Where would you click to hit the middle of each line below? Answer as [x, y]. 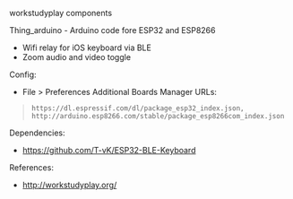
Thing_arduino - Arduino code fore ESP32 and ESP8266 [112, 30]
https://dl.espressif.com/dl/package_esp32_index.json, [138, 108]
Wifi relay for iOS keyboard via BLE [87, 48]
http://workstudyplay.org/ [69, 185]
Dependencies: [37, 133]
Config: [23, 74]
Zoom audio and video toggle [77, 57]
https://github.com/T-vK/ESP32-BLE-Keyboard [109, 150]
